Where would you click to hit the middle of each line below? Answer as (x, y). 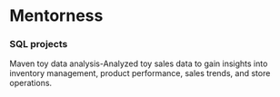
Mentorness (56, 16)
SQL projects (39, 44)
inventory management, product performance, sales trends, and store (140, 73)
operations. (31, 83)
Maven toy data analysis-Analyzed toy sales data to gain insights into (139, 63)
